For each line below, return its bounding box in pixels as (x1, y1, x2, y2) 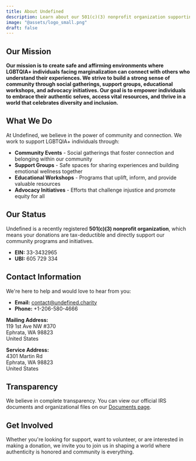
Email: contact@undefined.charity (14, 299, 97, 306)
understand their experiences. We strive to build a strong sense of (6, 74, 170, 82)
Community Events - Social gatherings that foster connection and (14, 149, 174, 156)
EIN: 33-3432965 (14, 249, 57, 256)
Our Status (6, 210, 47, 220)
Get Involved (6, 420, 54, 430)
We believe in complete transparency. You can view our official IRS (6, 397, 167, 404)
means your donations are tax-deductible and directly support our (6, 231, 165, 238)
